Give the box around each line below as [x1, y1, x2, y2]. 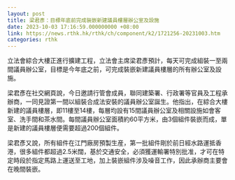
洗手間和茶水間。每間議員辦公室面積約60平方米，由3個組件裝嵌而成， [19, 115, 222, 123]
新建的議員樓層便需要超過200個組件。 [13, 124, 124, 132]
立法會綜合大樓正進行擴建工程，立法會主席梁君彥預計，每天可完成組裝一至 [7, 57, 222, 65]
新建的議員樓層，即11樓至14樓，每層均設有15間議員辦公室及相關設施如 [7, 106, 209, 115]
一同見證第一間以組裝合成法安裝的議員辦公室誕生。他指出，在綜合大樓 [25, 97, 228, 106]
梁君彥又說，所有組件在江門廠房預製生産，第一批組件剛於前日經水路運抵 [7, 139, 215, 147]
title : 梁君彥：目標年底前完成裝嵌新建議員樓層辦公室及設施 [7, 17, 159, 24]
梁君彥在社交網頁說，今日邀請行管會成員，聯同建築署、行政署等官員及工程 [7, 89, 222, 97]
